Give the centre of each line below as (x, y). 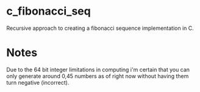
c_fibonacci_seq (49, 11)
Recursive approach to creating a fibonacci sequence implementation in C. (100, 28)
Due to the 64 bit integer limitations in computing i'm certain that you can (98, 69)
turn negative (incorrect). (38, 82)
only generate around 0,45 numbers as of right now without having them (98, 76)
